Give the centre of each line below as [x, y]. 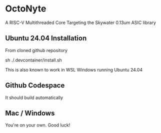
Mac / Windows [30, 113]
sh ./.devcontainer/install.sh [34, 60]
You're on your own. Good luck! [38, 125]
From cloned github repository [36, 50]
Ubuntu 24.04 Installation [46, 38]
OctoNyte [26, 9]
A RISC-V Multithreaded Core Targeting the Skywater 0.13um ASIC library [81, 22]
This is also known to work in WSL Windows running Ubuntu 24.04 [74, 69]
